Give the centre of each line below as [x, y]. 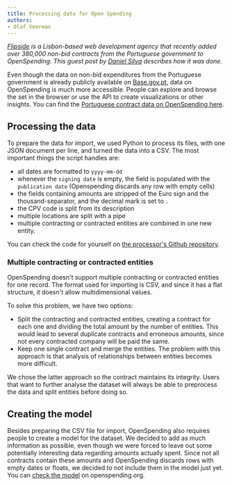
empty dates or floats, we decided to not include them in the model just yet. [115, 468]
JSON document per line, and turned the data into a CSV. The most [103, 151]
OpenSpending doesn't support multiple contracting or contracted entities [113, 278]
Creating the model [50, 414]
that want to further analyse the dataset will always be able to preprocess [112, 385]
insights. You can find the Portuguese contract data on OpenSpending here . [116, 105]
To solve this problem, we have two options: [70, 306]
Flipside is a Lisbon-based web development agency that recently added [112, 47]
